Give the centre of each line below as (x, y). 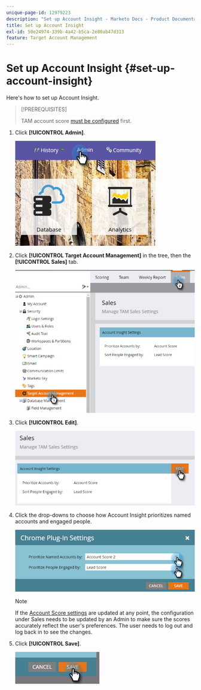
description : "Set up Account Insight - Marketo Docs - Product (88, 19)
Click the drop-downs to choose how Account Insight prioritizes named (103, 515)
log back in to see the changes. (54, 632)
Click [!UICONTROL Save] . (48, 643)
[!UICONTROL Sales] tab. (46, 262)
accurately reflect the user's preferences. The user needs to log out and (104, 625)
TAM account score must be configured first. (76, 121)
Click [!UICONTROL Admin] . (50, 132)
